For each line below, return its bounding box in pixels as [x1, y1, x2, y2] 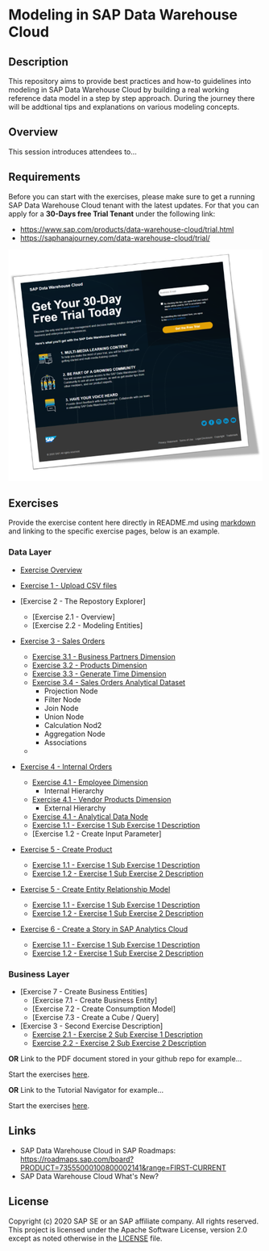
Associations [43, 737, 87, 747]
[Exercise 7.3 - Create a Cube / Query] [31, 1012, 159, 1022]
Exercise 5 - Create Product [19, 844, 113, 854]
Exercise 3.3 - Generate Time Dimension [31, 668, 167, 679]
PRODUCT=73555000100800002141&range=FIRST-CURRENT [19, 1162, 227, 1172]
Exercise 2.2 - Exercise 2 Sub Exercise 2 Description [31, 1038, 207, 1048]
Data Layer [8, 546, 52, 558]
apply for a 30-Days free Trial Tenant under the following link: [8, 208, 216, 219]
